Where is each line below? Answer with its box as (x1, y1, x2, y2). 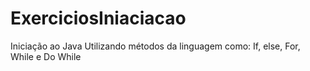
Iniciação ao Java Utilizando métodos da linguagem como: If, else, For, (10, 40, 301, 52)
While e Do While (10, 50, 82, 62)
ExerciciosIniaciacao (10, 7, 187, 30)
